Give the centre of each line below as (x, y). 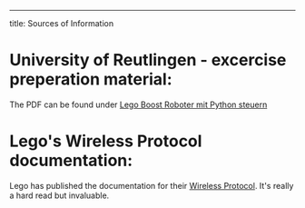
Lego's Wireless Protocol (106, 141)
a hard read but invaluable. (59, 195)
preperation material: (91, 79)
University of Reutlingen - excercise (148, 60)
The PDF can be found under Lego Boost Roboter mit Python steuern (138, 104)
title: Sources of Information (62, 23)
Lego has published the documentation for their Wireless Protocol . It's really (152, 185)
